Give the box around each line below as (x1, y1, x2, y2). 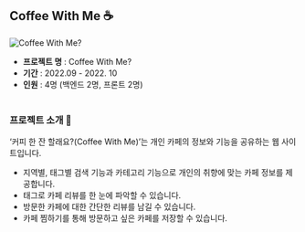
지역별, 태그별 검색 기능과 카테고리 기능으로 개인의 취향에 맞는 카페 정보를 (22, 167, 284, 178)
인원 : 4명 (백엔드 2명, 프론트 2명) (22, 79, 143, 90)
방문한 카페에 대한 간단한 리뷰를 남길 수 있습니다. (22, 201, 196, 213)
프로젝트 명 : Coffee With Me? (22, 56, 132, 67)
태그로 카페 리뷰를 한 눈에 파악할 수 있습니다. (22, 190, 182, 201)
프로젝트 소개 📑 (9, 113, 72, 126)
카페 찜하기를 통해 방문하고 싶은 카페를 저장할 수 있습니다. (22, 213, 228, 224)
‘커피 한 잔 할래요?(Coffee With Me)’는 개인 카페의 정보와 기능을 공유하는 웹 (9, 136, 280, 147)
